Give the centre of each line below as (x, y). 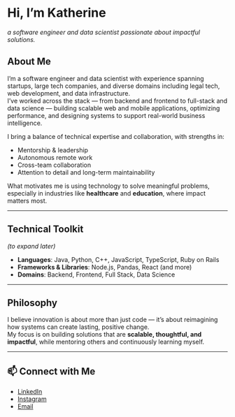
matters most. (27, 200)
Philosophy (33, 303)
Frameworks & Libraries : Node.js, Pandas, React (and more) (105, 267)
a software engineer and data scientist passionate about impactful (104, 32)
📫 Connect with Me (51, 371)
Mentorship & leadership (53, 150)
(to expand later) (31, 246)
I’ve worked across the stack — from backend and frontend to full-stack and (117, 101)
